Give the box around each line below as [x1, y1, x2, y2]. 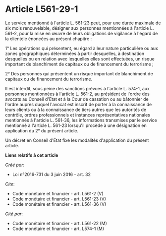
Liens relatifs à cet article [5, 152, 58, 158]
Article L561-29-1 [5, 3, 78, 15]
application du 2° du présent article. [5, 127, 78, 133]
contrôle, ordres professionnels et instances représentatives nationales [5, 112, 150, 118]
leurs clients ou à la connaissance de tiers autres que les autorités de [5, 107, 147, 113]
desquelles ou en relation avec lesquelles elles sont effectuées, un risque [5, 56, 155, 61]
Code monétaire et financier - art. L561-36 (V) [12, 201, 107, 207]
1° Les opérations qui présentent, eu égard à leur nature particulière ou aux [5, 45, 159, 51]
